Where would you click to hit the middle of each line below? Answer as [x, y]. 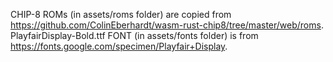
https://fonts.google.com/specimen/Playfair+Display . [119, 46]
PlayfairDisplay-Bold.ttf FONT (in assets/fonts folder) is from [134, 35]
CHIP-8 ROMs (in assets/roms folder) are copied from [121, 14]
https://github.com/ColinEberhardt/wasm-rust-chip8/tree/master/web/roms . [167, 25]
